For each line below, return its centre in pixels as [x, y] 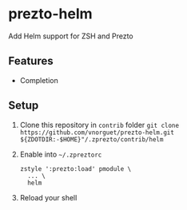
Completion [39, 80]
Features [31, 61]
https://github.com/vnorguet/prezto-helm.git [97, 133]
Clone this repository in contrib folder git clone [99, 125]
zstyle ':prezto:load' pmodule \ [76, 168]
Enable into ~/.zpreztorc [61, 154]
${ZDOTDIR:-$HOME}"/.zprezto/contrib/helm [92, 139]
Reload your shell [48, 197]
